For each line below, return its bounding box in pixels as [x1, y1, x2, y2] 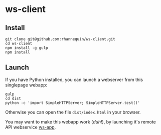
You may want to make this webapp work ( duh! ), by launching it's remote [5, 118, 156, 124]
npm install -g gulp [5, 45, 49, 50]
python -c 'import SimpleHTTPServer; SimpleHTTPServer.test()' [5, 100, 140, 105]
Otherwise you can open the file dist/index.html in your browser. [5, 109, 141, 115]
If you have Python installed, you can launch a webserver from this [5, 76, 143, 82]
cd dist [5, 96, 22, 101]
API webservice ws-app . [5, 124, 56, 130]
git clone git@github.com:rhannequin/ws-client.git [5, 36, 115, 41]
